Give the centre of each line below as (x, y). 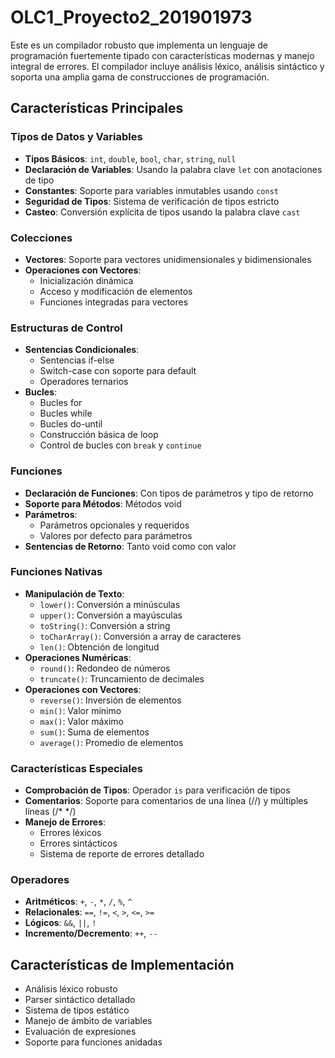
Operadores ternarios (84, 382)
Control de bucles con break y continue (120, 445)
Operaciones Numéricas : (78, 657)
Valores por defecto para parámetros (116, 535)
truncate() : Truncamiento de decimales (122, 678)
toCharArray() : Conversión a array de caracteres (140, 636)
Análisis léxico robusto (71, 989)
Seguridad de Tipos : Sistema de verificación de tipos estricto (152, 201)
